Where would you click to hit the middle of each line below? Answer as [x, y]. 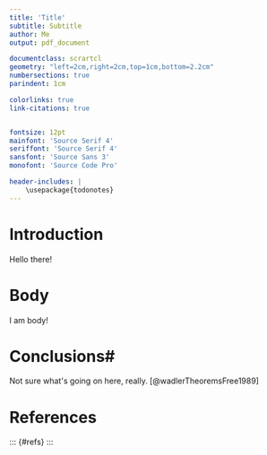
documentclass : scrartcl [56, 59]
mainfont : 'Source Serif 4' [62, 141]
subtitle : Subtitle [46, 26]
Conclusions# [62, 356]
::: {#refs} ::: [31, 442]
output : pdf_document [50, 43]
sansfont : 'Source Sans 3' [60, 158]
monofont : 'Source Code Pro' [64, 166]
